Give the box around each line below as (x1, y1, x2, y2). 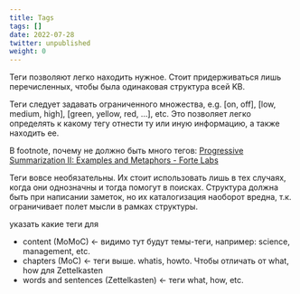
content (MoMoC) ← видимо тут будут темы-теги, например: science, (22, 236, 291, 247)
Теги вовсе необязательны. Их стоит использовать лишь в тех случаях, (9, 173, 286, 184)
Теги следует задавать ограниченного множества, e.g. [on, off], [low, (9, 99, 277, 109)
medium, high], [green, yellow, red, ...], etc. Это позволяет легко (9, 109, 251, 119)
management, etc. (22, 246, 90, 257)
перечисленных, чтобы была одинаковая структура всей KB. (9, 81, 246, 92)
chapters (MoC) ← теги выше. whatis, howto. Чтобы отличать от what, (22, 255, 289, 267)
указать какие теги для (9, 219, 99, 230)
